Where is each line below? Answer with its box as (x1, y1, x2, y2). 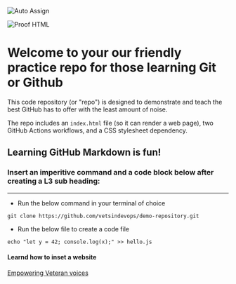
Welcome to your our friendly (7, 45, 182, 61)
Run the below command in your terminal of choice (17, 198, 166, 207)
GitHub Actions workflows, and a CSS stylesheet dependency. (7, 126, 188, 135)
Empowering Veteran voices (7, 269, 89, 277)
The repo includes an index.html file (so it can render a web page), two (7, 119, 214, 127)
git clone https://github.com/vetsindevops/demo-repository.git (7, 212, 199, 219)
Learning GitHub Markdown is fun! (7, 147, 162, 158)
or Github (7, 74, 63, 90)
